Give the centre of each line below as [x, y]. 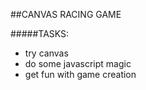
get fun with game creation [80, 74]
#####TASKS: [40, 33]
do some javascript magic [78, 63]
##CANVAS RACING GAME [66, 14]
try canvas [46, 53]
